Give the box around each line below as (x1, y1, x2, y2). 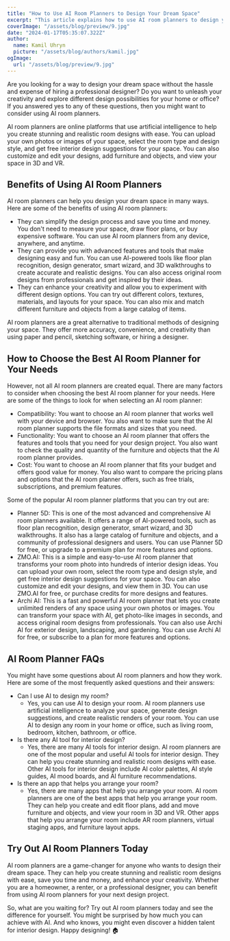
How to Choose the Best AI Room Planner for (7, 353, 201, 364)
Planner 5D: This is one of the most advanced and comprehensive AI (16, 509, 211, 518)
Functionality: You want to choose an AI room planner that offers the (16, 432, 210, 440)
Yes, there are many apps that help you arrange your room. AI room (27, 787, 218, 795)
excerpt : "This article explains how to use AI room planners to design (7, 16, 219, 23)
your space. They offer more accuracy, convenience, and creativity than (7, 325, 211, 334)
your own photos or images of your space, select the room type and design (7, 137, 220, 145)
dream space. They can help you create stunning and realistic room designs (7, 868, 222, 876)
